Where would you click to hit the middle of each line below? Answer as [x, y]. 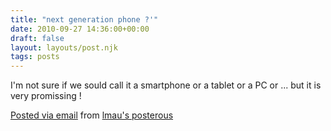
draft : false [37, 38]
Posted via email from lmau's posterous [92, 115]
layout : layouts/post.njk [64, 47]
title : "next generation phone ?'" [84, 19]
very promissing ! [46, 96]
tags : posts [35, 57]
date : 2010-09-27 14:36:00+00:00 [80, 29]
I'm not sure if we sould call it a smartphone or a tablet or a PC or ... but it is [166, 85]
